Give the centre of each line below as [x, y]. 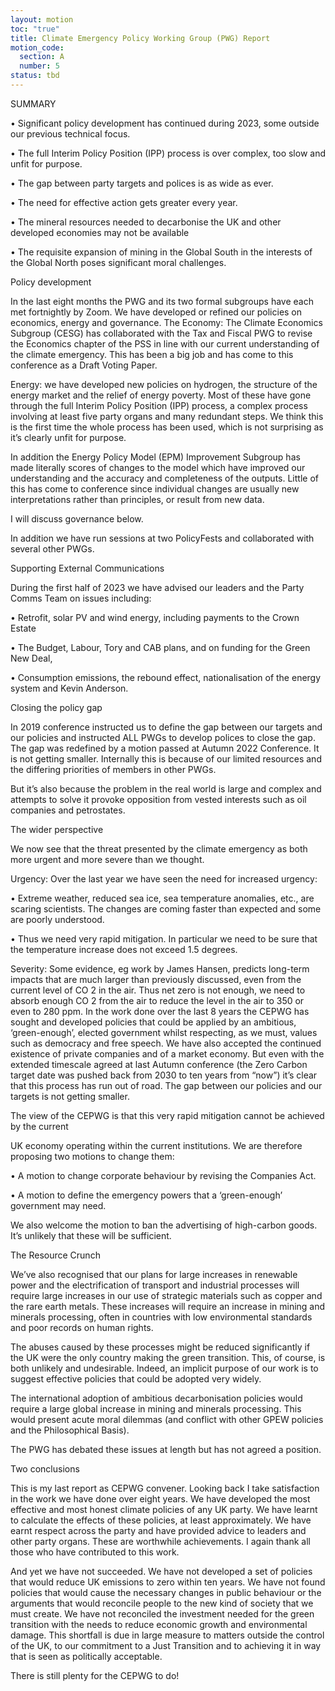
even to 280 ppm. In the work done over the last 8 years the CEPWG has [160, 1011]
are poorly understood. [57, 919]
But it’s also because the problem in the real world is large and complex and [166, 788]
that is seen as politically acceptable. [86, 1656]
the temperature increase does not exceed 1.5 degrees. [124, 949]
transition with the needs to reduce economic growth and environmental [159, 1624]
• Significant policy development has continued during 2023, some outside [165, 123]
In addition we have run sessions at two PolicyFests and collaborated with [162, 538]
